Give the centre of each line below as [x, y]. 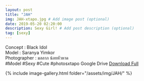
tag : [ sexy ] [18, 33]
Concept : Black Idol [26, 47]
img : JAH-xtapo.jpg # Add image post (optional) [57, 19]
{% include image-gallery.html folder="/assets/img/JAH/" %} [69, 73]
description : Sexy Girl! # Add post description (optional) [70, 28]
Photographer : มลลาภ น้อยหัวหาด [37, 58]
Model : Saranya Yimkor [30, 52]
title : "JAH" [19, 14]
